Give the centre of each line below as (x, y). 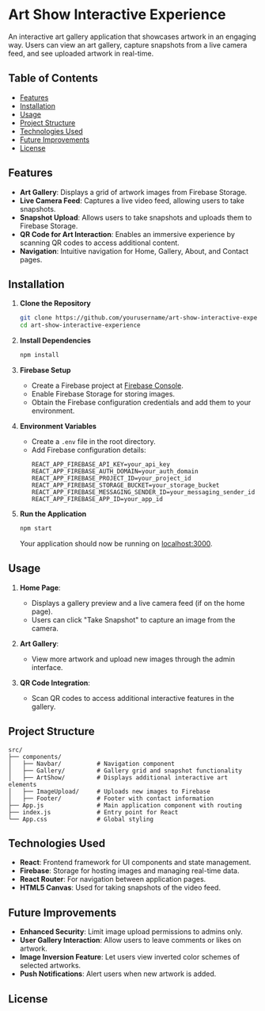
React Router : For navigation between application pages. (113, 879)
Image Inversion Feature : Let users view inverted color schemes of (129, 957)
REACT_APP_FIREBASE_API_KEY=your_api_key (100, 465)
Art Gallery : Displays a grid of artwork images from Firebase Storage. (133, 192)
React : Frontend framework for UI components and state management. (135, 863)
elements (23, 784)
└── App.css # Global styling (81, 819)
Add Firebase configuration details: (89, 450)
